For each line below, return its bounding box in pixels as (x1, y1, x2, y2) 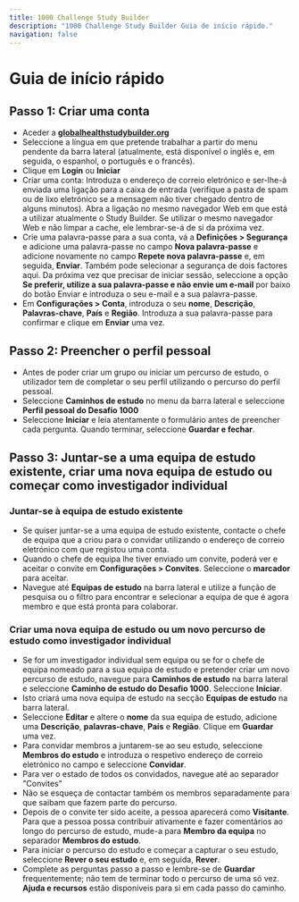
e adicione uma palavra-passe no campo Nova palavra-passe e (21, 241, 259, 252)
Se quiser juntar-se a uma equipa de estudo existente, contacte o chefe (21, 525, 287, 535)
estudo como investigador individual (9, 634, 171, 646)
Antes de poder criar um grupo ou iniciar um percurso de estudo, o (21, 367, 270, 378)
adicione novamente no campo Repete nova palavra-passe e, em (21, 251, 265, 262)
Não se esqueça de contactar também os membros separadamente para (21, 788, 290, 798)
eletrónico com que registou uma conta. (21, 544, 170, 554)
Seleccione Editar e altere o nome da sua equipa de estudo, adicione (21, 712, 278, 722)
